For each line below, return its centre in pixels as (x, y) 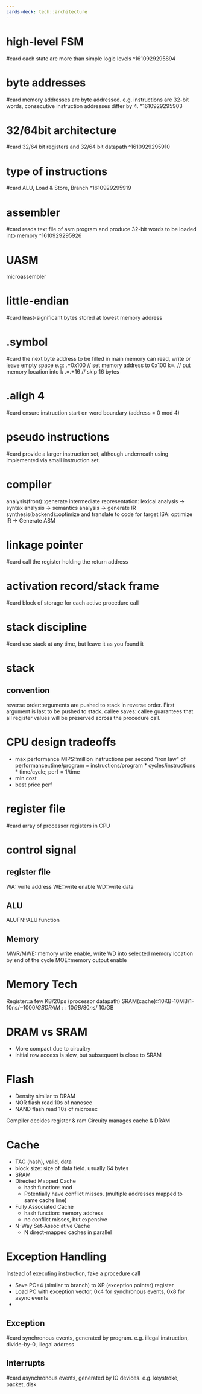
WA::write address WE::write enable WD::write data (70, 886)
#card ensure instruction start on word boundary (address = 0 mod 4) (93, 413)
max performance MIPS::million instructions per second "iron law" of (100, 759)
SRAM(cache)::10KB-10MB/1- (158, 1001)
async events (31, 1297)
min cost (26, 778)
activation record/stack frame (83, 586)
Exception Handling (56, 1257)
